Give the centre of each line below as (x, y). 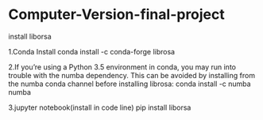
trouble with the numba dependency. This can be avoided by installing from (132, 75)
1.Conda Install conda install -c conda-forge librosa (92, 51)
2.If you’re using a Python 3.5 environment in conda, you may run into (122, 67)
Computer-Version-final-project (116, 15)
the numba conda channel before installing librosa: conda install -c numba (130, 84)
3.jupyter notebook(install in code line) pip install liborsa (100, 107)
